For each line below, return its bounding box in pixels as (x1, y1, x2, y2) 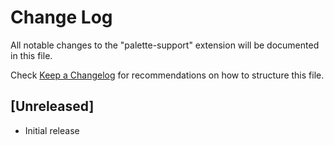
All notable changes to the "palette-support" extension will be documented (10, 39, 320, 51)
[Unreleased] (10, 98, 95, 115)
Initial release (24, 124, 80, 136)
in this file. (10, 49, 53, 61)
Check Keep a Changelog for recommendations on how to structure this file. (10, 69, 325, 81)
